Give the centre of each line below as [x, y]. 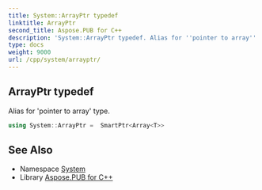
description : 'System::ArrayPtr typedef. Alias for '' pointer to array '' [133, 38]
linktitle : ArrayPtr [42, 23]
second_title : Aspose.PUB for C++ [65, 30]
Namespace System [52, 169]
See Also [30, 150]
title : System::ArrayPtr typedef [63, 15]
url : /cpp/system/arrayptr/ [55, 60]
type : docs [26, 45]
